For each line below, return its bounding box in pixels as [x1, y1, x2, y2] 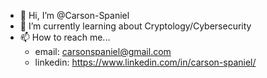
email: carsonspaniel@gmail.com [34, 46, 172, 57]
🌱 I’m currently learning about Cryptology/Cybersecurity [19, 20, 252, 32]
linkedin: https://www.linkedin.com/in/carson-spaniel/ [34, 56, 257, 68]
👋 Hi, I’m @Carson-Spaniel [19, 10, 130, 21]
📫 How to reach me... [19, 31, 111, 43]
